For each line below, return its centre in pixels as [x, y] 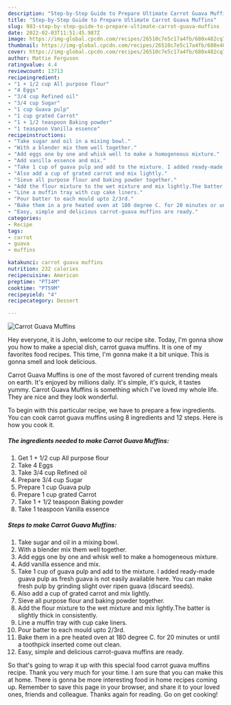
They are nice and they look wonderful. [63, 397]
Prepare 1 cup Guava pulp [54, 487]
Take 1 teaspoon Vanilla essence [63, 509]
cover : [17, 52]
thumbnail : [23, 45]
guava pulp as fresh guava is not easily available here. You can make [115, 579]
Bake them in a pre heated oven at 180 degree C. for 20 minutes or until [119, 638]
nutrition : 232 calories [43, 269]
